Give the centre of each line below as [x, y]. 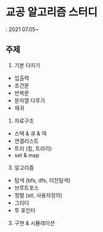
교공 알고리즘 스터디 [52, 12]
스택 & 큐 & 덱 [31, 133]
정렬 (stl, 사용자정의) [38, 195]
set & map [27, 155]
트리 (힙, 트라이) [33, 148]
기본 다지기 [27, 65]
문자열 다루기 [30, 100]
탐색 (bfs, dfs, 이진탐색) [42, 180]
